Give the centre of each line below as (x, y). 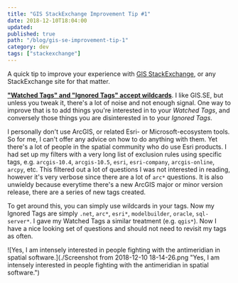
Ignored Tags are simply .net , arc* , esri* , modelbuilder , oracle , (101, 213)
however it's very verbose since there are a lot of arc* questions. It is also (115, 177)
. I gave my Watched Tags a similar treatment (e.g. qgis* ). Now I (123, 220)
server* (19, 221)
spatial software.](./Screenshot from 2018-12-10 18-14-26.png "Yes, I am (114, 257)
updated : (20, 27)
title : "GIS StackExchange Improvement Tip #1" (79, 14)
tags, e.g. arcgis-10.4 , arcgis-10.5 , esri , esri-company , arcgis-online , (111, 161)
